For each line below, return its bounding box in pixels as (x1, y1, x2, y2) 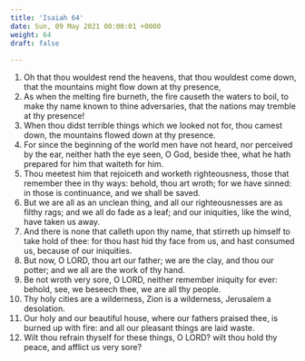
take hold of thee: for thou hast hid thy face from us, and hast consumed (23, 236, 295, 247)
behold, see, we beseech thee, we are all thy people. (23, 284, 221, 295)
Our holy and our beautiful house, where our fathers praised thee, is (23, 313, 279, 324)
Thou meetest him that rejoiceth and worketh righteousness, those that (23, 169, 290, 180)
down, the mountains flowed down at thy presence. (23, 130, 216, 141)
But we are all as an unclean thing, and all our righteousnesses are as (23, 197, 283, 209)
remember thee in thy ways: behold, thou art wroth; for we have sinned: (23, 178, 292, 189)
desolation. (23, 303, 66, 314)
